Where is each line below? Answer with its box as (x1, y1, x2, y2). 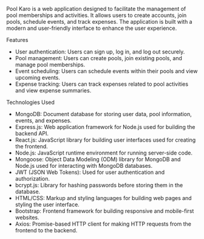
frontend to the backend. (15, 227, 78, 234)
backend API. (15, 130, 49, 137)
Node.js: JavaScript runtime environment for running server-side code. (15, 149, 193, 156)
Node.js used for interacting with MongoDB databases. (15, 162, 153, 169)
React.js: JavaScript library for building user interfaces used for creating (15, 136, 196, 144)
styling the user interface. (15, 201, 80, 208)
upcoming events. (15, 74, 61, 81)
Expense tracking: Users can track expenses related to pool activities (15, 80, 189, 88)
